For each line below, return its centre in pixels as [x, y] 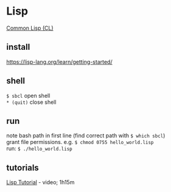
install [18, 47]
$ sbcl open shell [28, 95]
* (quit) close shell [31, 102]
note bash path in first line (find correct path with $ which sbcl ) [86, 135]
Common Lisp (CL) [30, 28]
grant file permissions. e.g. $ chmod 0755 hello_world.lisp [80, 142]
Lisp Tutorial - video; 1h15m [40, 182]
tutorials [23, 167]
